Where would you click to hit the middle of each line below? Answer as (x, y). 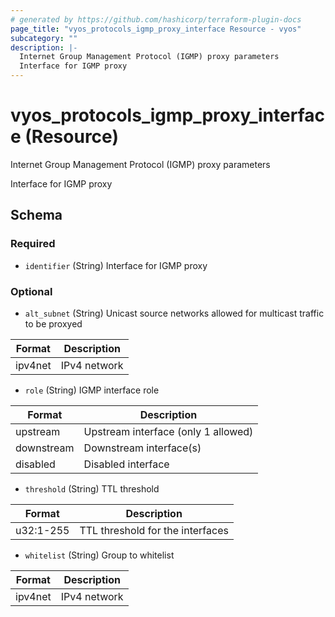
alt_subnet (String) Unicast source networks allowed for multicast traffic (174, 313)
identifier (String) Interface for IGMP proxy (116, 265)
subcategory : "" (44, 38)
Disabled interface (126, 464)
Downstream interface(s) (142, 448)
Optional (31, 291)
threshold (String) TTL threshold (92, 488)
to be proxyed (53, 323)
